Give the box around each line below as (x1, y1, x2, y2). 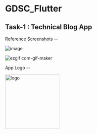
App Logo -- (5, 65, 31, 70)
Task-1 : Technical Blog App (5, 23, 93, 31)
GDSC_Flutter (5, 3, 62, 14)
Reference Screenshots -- (5, 36, 58, 42)
